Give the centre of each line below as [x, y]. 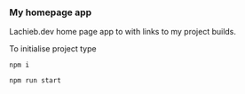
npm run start [36, 81]
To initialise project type [53, 49]
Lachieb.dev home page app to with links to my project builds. [123, 32]
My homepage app [51, 12]
